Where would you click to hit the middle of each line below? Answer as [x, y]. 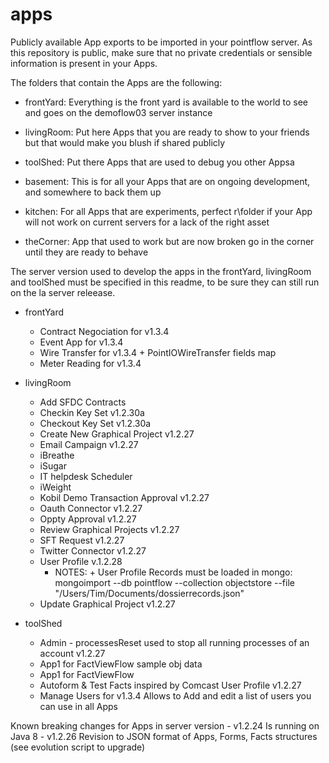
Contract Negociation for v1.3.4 [104, 331]
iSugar [53, 465]
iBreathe [57, 455]
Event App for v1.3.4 [81, 342]
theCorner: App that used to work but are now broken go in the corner [169, 241]
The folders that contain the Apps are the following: [116, 82]
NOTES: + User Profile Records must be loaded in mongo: [173, 572]
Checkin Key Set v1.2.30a [92, 412]
